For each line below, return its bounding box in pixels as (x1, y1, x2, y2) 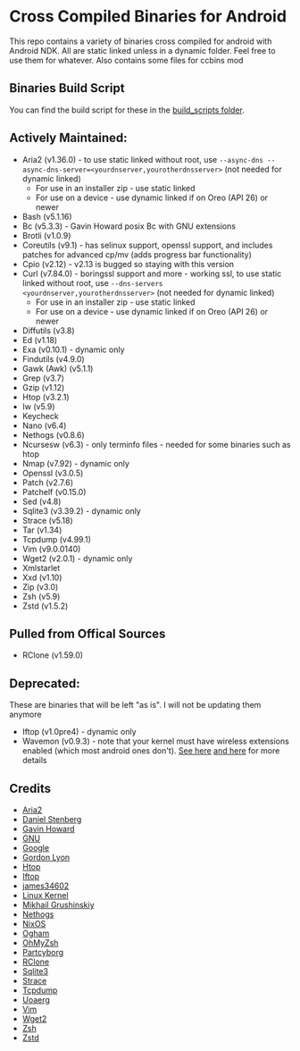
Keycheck (21, 410, 60, 421)
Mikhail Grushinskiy (21, 900, 96, 910)
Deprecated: (9, 676, 80, 691)
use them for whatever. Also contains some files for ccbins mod (9, 55, 244, 65)
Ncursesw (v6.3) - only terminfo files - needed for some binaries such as (21, 439, 291, 450)
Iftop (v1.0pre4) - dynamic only (21, 727, 137, 737)
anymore (9, 709, 42, 720)
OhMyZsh (21, 937, 59, 948)
